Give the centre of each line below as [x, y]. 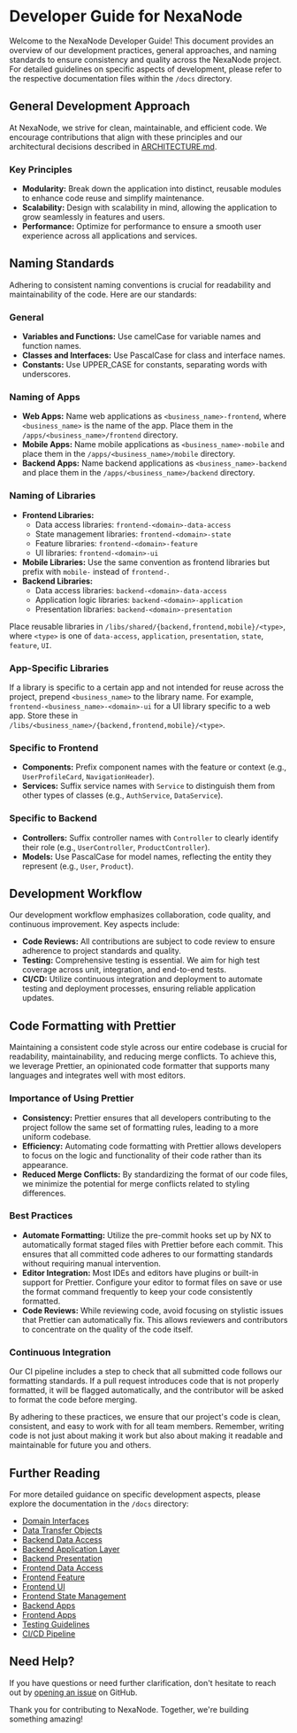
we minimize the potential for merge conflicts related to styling [136, 1183]
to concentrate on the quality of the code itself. [107, 1329]
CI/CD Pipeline [49, 1633]
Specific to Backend [53, 818]
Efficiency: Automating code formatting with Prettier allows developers [152, 1146]
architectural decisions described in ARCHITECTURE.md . [113, 146]
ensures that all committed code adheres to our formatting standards [148, 1254]
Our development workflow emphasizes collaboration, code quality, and [140, 915]
